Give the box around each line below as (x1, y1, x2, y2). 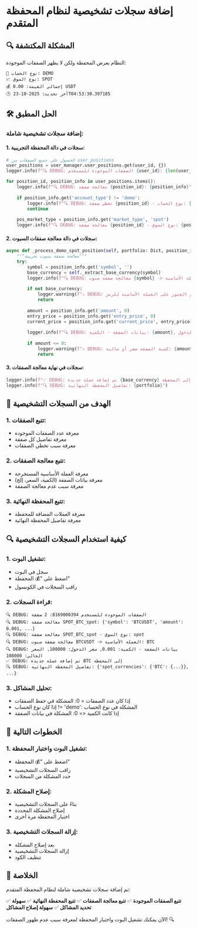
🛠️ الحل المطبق (6, 109, 57, 119)
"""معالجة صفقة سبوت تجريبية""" (16, 253, 87, 259)
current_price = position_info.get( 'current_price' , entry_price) (27, 318, 193, 325)
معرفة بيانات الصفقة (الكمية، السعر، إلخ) (14, 476, 103, 483)
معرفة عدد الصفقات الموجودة (14, 430, 79, 437)
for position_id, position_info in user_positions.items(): (6, 179, 157, 185)
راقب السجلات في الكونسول (14, 583, 77, 590)
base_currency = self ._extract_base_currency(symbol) (27, 270, 161, 275)
